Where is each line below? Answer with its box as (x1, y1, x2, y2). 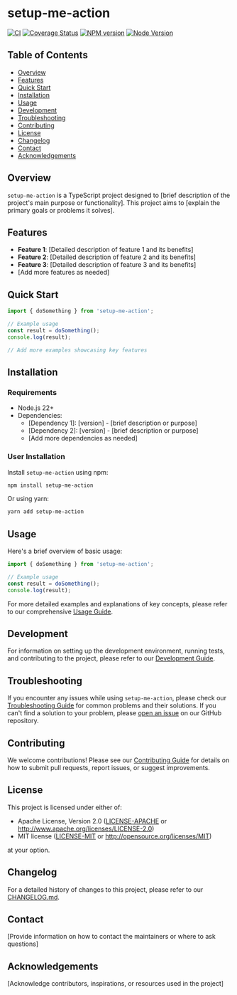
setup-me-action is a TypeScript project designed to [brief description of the (7, 191, 231, 199)
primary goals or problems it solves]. (7, 206, 115, 214)
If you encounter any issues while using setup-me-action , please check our (7, 694, 227, 702)
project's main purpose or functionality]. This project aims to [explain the (7, 198, 221, 207)
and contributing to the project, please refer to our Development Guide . (7, 654, 215, 663)
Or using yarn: (7, 495, 50, 503)
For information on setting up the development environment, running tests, (7, 646, 225, 656)
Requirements (7, 387, 57, 397)
